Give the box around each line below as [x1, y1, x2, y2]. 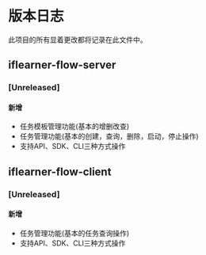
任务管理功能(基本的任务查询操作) [19, 228, 130, 238]
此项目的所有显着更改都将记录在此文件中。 [8, 35, 147, 44]
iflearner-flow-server [8, 59, 116, 72]
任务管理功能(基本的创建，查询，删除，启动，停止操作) [19, 131, 200, 141]
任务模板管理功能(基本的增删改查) [19, 122, 130, 131]
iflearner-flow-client [8, 165, 112, 178]
